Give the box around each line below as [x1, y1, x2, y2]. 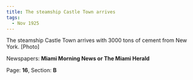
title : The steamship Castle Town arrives [6, 8, 116, 15]
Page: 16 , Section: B [6, 67, 57, 74]
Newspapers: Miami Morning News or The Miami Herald [6, 55, 150, 62]
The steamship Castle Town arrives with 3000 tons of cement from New [6, 37, 188, 44]
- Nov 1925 [12, 20, 40, 26]
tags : [6, 15, 20, 21]
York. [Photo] [6, 43, 40, 50]
